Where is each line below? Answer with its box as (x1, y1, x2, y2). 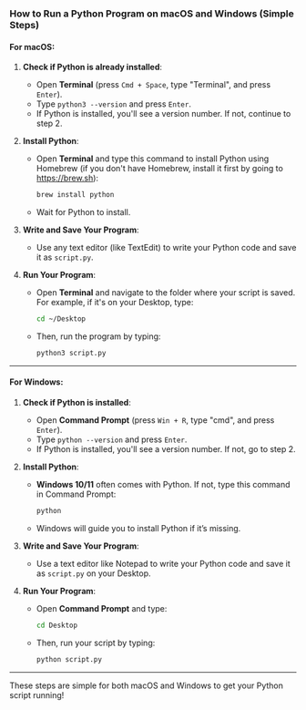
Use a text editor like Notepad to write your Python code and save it (36, 558, 291, 569)
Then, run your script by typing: (36, 637, 156, 648)
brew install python (36, 190, 115, 200)
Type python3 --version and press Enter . (36, 98, 191, 109)
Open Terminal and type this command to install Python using (36, 153, 270, 164)
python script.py (36, 654, 103, 664)
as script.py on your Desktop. (36, 568, 152, 579)
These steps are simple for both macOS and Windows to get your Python (9, 680, 284, 691)
